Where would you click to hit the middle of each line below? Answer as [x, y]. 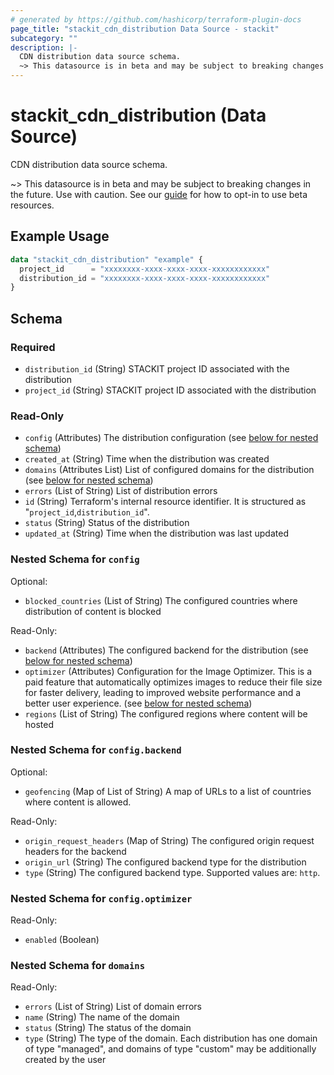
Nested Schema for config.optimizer [101, 898]
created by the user [65, 1060]
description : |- [44, 47]
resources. [32, 205]
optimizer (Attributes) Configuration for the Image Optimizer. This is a [168, 671]
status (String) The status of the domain [108, 1028]
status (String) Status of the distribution [107, 523]
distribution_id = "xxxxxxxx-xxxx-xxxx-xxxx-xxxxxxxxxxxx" [145, 278]
